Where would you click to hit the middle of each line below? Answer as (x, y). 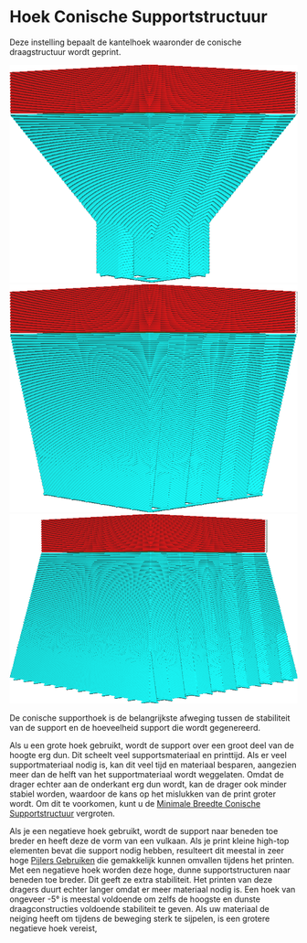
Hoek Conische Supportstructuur (138, 17)
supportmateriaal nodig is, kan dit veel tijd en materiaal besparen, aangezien (153, 765)
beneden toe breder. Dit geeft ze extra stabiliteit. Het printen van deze (141, 879)
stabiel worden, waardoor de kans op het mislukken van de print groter (143, 794)
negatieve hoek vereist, (53, 928)
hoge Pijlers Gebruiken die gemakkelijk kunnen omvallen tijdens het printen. (152, 860)
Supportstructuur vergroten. (63, 813)
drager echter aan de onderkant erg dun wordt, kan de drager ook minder (148, 784)
